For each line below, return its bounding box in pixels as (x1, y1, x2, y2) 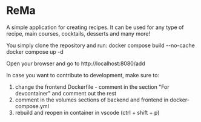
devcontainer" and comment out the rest (15, 89, 117, 97)
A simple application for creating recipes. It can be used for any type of (6, 24, 184, 31)
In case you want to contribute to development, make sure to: (6, 71, 159, 79)
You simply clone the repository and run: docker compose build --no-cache (6, 42, 195, 49)
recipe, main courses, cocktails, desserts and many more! (6, 30, 151, 37)
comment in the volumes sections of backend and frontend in (15, 96, 169, 103)
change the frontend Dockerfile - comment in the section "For (15, 83, 170, 91)
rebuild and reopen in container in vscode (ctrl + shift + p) (15, 109, 160, 116)
